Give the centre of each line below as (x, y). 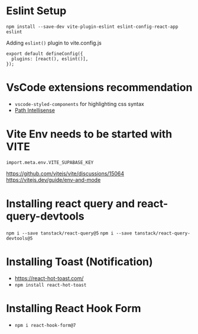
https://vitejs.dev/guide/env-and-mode (53, 179)
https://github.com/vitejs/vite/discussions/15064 (65, 174)
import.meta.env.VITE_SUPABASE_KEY (50, 162)
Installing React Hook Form (74, 308)
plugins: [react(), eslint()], (50, 59)
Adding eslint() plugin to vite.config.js (54, 43)
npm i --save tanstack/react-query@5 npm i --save (69, 233)
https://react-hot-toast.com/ (49, 278)
